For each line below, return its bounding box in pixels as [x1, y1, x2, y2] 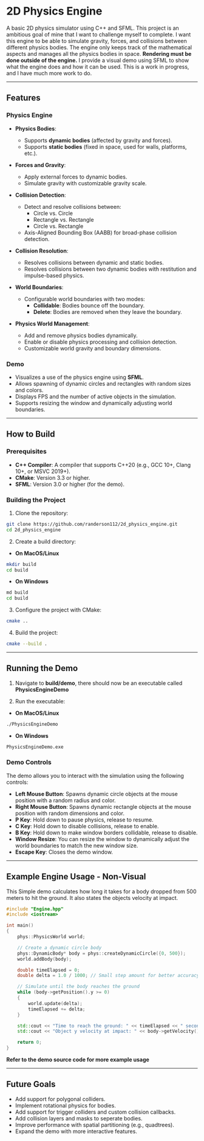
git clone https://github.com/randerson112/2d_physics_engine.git [6, 521, 178, 527]
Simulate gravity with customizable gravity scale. [24, 179, 147, 186]
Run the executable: [15, 697, 66, 705]
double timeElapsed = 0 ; [17, 967, 80, 973]
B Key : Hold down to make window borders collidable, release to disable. [15, 829, 198, 836]
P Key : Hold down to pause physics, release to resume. [15, 816, 154, 823]
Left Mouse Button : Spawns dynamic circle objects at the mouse [15, 790, 178, 797]
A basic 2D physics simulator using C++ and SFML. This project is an [6, 24, 179, 32]
